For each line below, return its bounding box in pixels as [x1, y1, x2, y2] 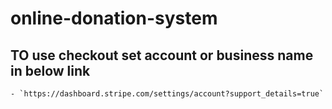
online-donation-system [10, 7, 218, 30]
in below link [10, 62, 91, 79]
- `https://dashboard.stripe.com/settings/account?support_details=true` [10, 89, 325, 99]
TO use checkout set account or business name [10, 47, 314, 64]
